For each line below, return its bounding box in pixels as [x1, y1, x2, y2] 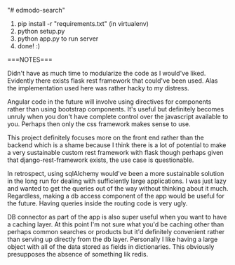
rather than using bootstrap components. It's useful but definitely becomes [7, 105, 224, 113]
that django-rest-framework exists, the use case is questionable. [7, 156, 194, 164]
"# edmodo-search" [7, 6, 65, 14]
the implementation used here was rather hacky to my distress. [7, 84, 189, 92]
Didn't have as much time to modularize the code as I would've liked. [7, 69, 206, 77]
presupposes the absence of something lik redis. [7, 250, 149, 258]
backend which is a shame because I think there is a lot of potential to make [7, 141, 227, 149]
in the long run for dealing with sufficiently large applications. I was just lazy [7, 177, 227, 185]
